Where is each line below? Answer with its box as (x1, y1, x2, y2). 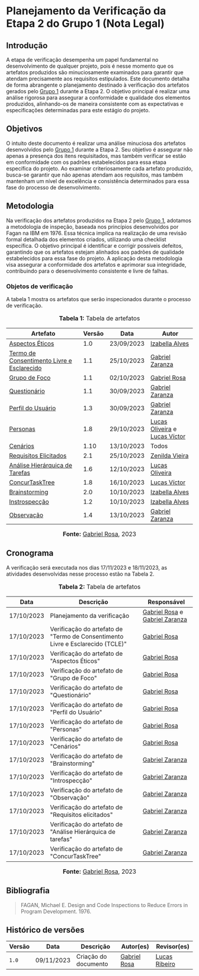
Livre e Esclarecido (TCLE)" (50, 640, 127, 648)
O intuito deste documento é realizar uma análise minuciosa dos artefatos (6, 140, 186, 147)
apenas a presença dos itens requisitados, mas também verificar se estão (6, 152, 187, 159)
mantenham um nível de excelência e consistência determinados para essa (6, 177, 190, 185)
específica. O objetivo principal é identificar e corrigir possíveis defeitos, (6, 242, 184, 249)
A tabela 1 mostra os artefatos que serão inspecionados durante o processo (6, 295, 191, 302)
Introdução (6, 40, 48, 50)
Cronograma (6, 548, 54, 558)
